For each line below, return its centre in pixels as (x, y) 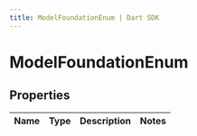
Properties (40, 95)
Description (105, 121)
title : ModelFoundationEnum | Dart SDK (84, 18)
